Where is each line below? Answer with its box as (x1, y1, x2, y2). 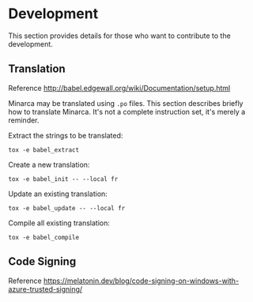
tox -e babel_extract (8, 145, 80, 154)
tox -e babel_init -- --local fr (8, 175, 119, 183)
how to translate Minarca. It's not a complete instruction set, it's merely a (8, 107, 246, 116)
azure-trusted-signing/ (8, 284, 83, 293)
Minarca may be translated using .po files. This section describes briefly (8, 98, 244, 108)
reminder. (8, 115, 40, 125)
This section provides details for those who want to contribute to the (8, 31, 231, 40)
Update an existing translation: (8, 189, 108, 198)
